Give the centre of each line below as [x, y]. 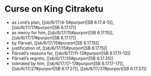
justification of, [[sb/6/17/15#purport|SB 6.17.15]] [59, 48]
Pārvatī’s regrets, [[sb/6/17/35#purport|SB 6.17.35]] [62, 58]
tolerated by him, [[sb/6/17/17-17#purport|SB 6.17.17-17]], [68, 63]
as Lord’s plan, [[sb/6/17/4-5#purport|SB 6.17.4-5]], [63, 22]
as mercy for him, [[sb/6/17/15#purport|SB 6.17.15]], [62, 32]
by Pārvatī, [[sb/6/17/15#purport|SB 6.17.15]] [55, 43]
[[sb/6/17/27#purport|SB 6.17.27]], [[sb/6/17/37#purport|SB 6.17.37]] [79, 68]
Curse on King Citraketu [54, 9]
